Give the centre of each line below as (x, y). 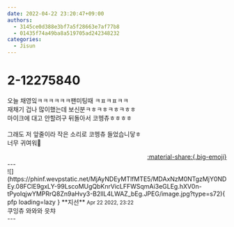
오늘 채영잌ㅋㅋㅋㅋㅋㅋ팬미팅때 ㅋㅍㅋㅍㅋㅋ (68, 100)
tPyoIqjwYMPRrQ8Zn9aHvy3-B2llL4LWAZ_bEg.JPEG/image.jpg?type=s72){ (116, 194)
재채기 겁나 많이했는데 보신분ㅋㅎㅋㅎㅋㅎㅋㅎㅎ (72, 109)
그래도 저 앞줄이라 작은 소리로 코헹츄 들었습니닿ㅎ (74, 134)
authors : (20, 20)
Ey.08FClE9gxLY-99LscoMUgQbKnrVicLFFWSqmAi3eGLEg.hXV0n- (104, 186)
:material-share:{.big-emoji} (187, 157)
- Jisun (25, 46)
